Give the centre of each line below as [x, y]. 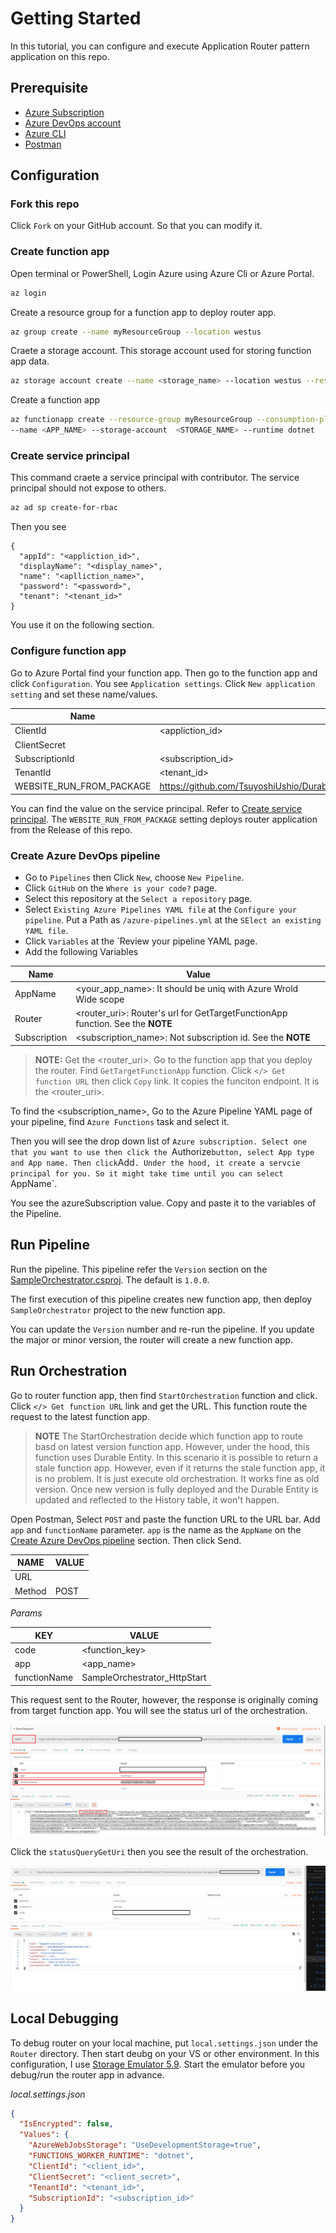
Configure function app [68, 651]
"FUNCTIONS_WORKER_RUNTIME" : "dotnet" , [111, 2156]
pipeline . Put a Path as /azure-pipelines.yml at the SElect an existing [173, 920]
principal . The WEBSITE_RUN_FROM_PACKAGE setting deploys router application [164, 819]
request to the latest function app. [80, 1416]
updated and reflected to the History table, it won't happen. [157, 1499]
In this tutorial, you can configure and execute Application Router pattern [160, 46]
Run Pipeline [50, 1245]
